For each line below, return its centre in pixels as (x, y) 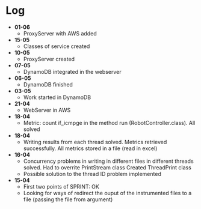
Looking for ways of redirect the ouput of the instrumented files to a (107, 193)
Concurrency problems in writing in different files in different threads (108, 161)
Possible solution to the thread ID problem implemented (92, 174)
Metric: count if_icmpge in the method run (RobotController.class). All (109, 123)
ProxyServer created (49, 59)
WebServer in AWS (47, 110)
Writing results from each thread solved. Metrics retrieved (95, 142)
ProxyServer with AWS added (60, 33)
